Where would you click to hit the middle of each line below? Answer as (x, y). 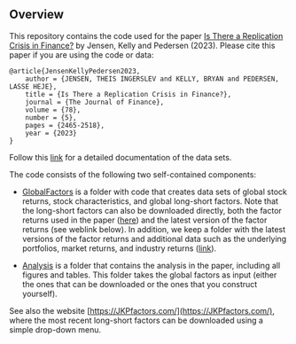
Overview (37, 15)
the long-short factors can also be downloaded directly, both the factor (152, 210)
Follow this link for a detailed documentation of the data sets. (121, 157)
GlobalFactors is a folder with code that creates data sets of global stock (155, 192)
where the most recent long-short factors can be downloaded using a (136, 320)
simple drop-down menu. (55, 329)
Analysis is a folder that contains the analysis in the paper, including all (151, 265)
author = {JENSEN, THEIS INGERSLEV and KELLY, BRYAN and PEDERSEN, (152, 79)
